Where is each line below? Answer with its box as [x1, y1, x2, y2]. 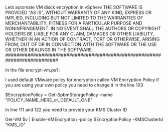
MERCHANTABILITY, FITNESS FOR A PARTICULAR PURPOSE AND [5, 20, 142, 26]
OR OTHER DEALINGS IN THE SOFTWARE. [5, 47, 93, 52]
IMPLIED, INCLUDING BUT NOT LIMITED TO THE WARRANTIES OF [5, 15, 143, 20]
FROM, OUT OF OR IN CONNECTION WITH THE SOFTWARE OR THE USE [5, 41, 157, 47]
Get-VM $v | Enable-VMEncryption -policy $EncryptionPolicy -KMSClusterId [5, 116, 163, 122]
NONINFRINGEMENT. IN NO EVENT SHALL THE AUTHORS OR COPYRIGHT [5, 25, 161, 31]
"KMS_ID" [5, 122, 26, 127]
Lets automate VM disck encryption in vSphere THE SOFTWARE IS [5, 4, 143, 10]
